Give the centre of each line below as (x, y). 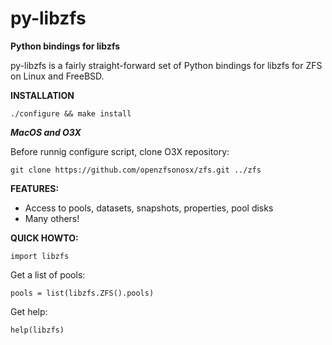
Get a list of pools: (48, 274)
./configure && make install (71, 113)
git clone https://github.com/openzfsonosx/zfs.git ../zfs (136, 170)
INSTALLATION (42, 95)
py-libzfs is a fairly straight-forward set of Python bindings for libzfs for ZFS (166, 65)
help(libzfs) (37, 330)
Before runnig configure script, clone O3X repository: (120, 151)
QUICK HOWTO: (44, 238)
